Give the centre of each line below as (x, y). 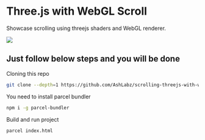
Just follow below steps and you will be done (93, 59)
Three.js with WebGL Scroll (77, 11)
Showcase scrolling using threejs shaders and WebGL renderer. (86, 28)
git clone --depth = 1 (33, 85)
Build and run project (33, 119)
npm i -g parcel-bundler (38, 108)
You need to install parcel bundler (49, 97)
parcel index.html (30, 131)
